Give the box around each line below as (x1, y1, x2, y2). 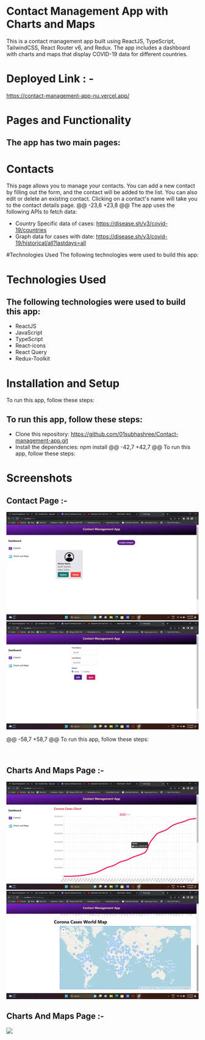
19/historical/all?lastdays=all (15, 239, 87, 247)
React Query (15, 348, 47, 356)
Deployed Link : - (6, 72, 94, 86)
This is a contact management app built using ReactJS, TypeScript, (6, 37, 175, 45)
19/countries (15, 226, 47, 234)
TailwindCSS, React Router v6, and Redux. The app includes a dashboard (6, 44, 190, 51)
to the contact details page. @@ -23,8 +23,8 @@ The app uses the (6, 201, 175, 209)
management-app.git (15, 437, 68, 444)
